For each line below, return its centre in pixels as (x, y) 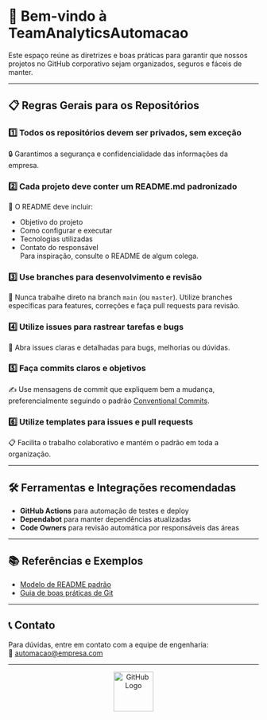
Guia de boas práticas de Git (66, 593)
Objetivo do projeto (51, 221)
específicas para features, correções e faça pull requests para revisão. (124, 306)
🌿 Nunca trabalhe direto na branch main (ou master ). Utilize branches (120, 297)
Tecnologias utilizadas (56, 239)
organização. (30, 454)
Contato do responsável (59, 247)
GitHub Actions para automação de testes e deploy (104, 511)
